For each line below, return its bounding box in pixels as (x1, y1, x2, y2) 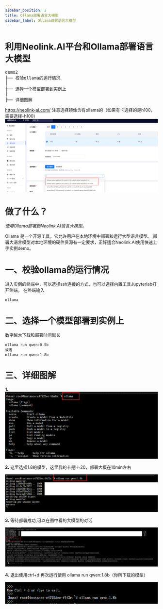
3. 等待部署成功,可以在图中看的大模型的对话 (5, 517, 93, 524)
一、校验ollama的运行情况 (5, 264, 109, 275)
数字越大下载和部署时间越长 (5, 332, 61, 338)
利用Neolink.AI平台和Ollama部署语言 (5, 41, 154, 52)
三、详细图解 (5, 370, 57, 381)
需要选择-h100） (5, 113, 38, 119)
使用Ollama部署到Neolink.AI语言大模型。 (5, 223, 87, 229)
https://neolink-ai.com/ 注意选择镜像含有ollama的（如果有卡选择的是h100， (5, 107, 155, 113)
